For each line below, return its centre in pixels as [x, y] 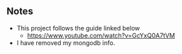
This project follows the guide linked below [78, 28]
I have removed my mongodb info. [66, 43]
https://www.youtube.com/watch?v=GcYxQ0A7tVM [101, 35]
